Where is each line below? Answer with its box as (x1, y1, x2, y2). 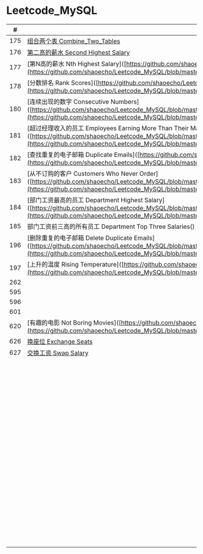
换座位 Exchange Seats (27, 337, 93, 346)
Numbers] (111, 97, 140, 106)
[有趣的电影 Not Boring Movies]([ (27, 318, 121, 327)
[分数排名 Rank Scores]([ (27, 78, 98, 87)
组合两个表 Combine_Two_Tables (27, 37, 121, 45)
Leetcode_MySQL (6, 4, 98, 18)
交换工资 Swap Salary (27, 349, 89, 357)
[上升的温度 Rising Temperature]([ (27, 260, 124, 268)
